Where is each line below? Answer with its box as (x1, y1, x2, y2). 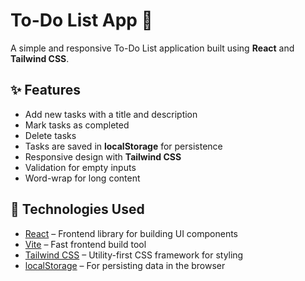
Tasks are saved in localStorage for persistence (24, 140, 223, 152)
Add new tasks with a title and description (24, 108, 198, 120)
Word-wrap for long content (24, 172, 141, 184)
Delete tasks (24, 129, 77, 141)
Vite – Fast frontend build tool (24, 238, 147, 250)
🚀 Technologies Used (10, 201, 145, 218)
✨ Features (10, 82, 81, 99)
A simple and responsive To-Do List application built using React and (10, 42, 295, 54)
